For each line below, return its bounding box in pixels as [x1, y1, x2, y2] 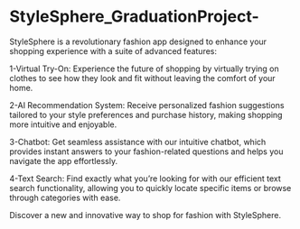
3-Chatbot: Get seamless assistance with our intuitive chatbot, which [9, 136, 267, 147]
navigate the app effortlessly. [9, 155, 118, 166]
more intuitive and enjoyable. [9, 119, 117, 130]
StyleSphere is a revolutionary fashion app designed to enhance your [9, 36, 267, 47]
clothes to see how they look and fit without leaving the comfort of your [9, 72, 276, 83]
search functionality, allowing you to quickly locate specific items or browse [9, 182, 292, 193]
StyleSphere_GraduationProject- [9, 6, 259, 27]
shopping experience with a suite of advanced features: [9, 45, 218, 56]
